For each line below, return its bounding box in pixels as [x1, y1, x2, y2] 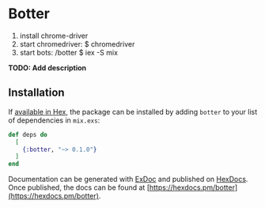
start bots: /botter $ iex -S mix [19, 47, 119, 57]
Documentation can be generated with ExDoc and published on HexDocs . [8, 175, 248, 184]
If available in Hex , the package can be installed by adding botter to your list [8, 107, 258, 116]
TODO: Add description [8, 62, 87, 72]
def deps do [8, 130, 47, 138]
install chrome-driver [19, 31, 89, 40]
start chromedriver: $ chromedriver [19, 39, 135, 48]
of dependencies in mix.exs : [8, 115, 100, 125]
